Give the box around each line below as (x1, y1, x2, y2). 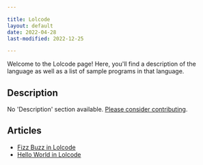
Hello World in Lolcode (16, 150, 81, 158)
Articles (7, 125, 42, 137)
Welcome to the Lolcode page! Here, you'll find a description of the (7, 60, 196, 68)
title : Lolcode (7, 16, 51, 23)
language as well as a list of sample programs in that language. (7, 67, 185, 75)
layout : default (7, 22, 53, 29)
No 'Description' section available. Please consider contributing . (7, 105, 188, 114)
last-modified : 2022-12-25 (7, 35, 84, 42)
